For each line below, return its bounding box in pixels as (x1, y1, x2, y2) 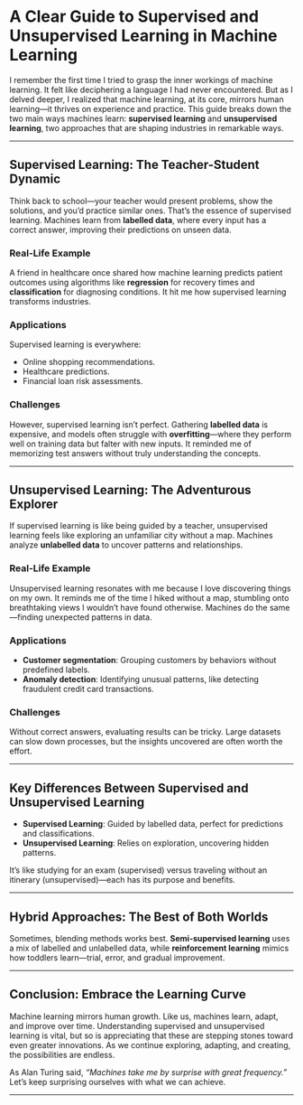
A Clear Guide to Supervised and (9, 6, 260, 27)
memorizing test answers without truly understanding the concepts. (9, 447, 262, 458)
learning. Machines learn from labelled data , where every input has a (9, 214, 267, 225)
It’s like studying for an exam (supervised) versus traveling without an (9, 865, 268, 876)
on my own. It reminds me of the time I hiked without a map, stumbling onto (9, 592, 289, 603)
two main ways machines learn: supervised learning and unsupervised (9, 113, 278, 124)
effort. (9, 745, 33, 756)
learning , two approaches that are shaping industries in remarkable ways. (9, 122, 284, 133)
